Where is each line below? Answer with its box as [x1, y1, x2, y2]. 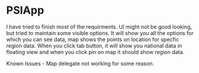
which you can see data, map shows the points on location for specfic [6, 36, 179, 43]
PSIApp [6, 4, 44, 17]
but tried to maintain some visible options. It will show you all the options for [6, 29, 194, 36]
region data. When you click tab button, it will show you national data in [6, 42, 182, 49]
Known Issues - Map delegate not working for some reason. [6, 60, 155, 67]
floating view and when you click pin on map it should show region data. [6, 48, 185, 55]
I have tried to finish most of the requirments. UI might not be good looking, [6, 23, 192, 30]
